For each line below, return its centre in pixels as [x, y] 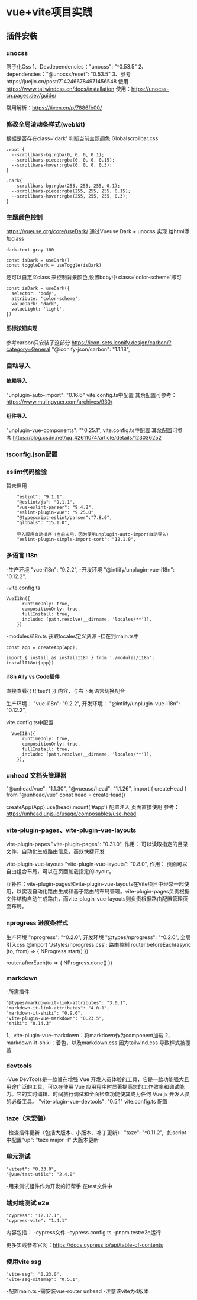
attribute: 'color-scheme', [46, 299]
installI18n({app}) [30, 663]
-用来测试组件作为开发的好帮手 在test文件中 [59, 1186]
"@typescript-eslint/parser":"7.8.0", [64, 518]
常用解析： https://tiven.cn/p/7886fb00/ [54, 108]
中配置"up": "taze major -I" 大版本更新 [53, 1140]
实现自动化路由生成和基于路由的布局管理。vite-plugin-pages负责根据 [106, 892]
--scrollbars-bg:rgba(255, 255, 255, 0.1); [66, 186]
